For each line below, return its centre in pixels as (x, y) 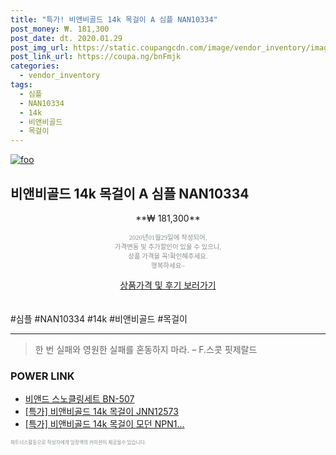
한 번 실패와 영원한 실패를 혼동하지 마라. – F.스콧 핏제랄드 (146, 349)
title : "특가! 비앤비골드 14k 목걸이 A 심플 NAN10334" (114, 19)
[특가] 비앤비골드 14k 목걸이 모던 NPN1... (104, 424)
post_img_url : (40, 47)
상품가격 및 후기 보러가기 (168, 285)
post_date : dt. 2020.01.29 (66, 38)
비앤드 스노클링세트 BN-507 (79, 399)
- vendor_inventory (60, 76)
